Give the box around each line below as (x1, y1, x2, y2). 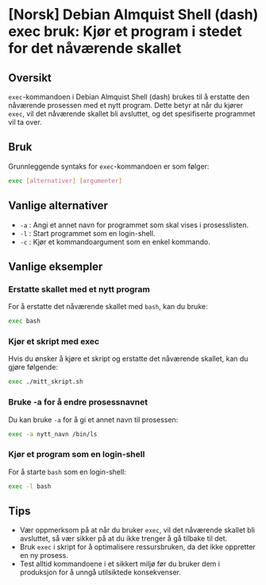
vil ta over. (8, 118, 42, 126)
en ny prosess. (19, 551, 69, 560)
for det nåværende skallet (8, 40, 182, 57)
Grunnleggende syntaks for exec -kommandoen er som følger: (8, 161, 210, 171)
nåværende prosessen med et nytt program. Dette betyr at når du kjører (8, 101, 244, 110)
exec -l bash (8, 482, 52, 490)
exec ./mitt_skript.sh (8, 378, 83, 386)
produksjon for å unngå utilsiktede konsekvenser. (19, 568, 181, 577)
